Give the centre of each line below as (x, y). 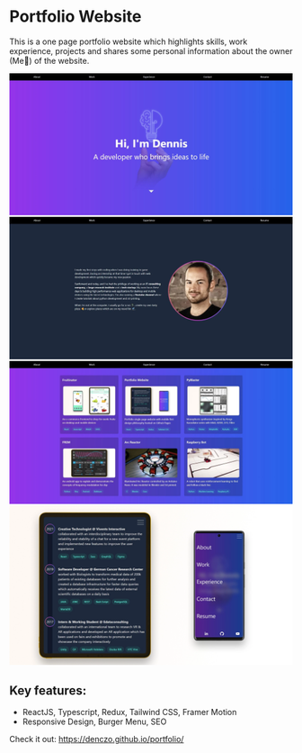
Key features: (48, 690)
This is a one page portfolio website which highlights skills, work (129, 41)
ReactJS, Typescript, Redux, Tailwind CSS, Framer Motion (129, 712)
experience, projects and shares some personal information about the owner (151, 50)
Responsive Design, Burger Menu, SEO (94, 721)
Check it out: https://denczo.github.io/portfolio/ (97, 739)
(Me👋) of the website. (49, 60)
